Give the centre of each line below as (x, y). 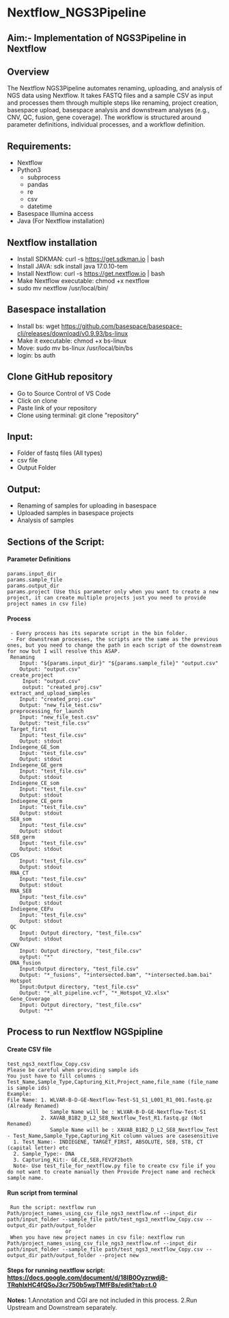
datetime (40, 206)
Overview (28, 72)
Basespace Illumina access (55, 214)
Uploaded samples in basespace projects (75, 513)
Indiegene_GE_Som (35, 747)
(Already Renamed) (33, 1106)
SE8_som (21, 819)
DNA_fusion (25, 963)
